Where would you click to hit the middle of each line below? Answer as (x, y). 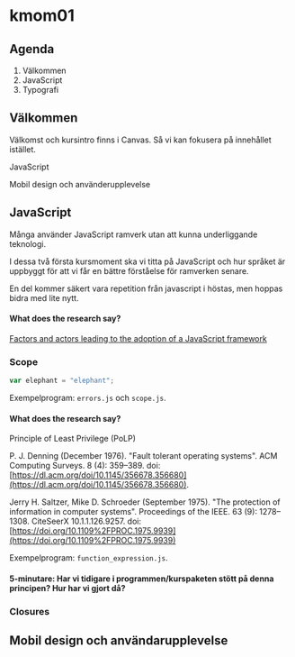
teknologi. (28, 243)
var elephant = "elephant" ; (62, 381)
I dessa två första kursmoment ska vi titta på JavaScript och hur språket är (147, 261)
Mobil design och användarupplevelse (119, 641)
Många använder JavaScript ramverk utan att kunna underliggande (134, 234)
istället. (22, 149)
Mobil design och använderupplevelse (80, 184)
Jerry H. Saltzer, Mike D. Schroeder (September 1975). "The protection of (145, 502)
